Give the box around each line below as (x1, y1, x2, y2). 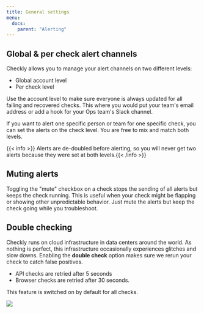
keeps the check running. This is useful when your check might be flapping (6, 191, 196, 199)
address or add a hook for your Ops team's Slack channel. (6, 108, 153, 116)
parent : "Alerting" (17, 26, 67, 32)
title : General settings (6, 9, 70, 15)
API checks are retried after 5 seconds (15, 270, 112, 277)
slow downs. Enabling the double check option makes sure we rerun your (6, 251, 192, 259)
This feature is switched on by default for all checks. (6, 288, 139, 295)
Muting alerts (6, 169, 59, 179)
